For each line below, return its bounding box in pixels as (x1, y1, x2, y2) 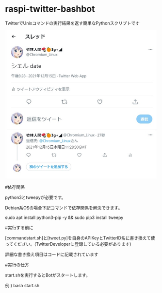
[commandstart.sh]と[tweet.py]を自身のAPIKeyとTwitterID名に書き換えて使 (5, 235, 155, 241)
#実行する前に (5, 225, 33, 231)
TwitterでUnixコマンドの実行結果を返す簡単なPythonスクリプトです (5, 20, 140, 26)
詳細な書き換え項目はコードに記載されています (5, 252, 98, 257)
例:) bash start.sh (5, 283, 40, 289)
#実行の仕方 (5, 262, 29, 268)
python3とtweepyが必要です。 (5, 195, 66, 200)
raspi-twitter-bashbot (5, 3, 95, 15)
